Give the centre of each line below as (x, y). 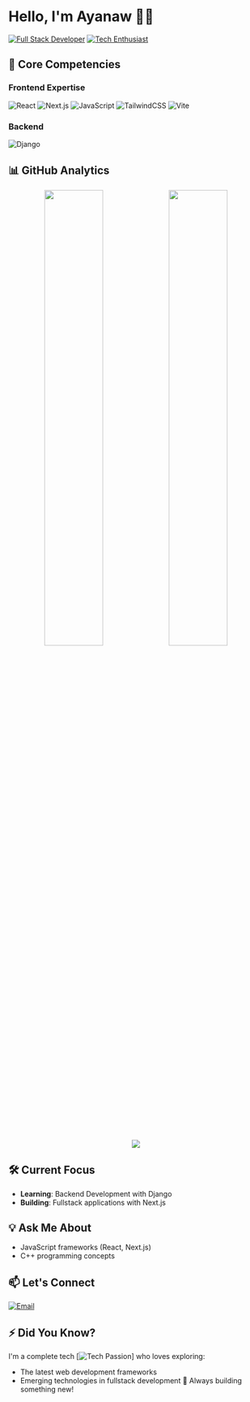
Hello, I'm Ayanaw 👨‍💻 (81, 17)
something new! (47, 1389)
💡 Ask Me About (50, 1228)
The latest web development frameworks (89, 1372)
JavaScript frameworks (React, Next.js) (85, 1247)
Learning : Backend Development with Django (96, 1193)
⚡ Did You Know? (52, 1333)
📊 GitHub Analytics (59, 171)
